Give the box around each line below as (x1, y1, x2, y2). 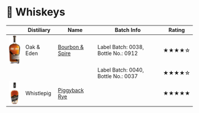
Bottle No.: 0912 (97, 50, 138, 57)
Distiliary (27, 27, 51, 34)
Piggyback (57, 86, 84, 93)
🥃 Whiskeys (6, 5, 66, 19)
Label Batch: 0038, (97, 44, 144, 51)
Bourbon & (57, 44, 84, 51)
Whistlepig (25, 90, 52, 97)
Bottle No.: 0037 (97, 72, 138, 79)
